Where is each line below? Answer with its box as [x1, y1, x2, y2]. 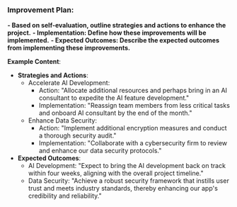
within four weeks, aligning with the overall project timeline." [28, 169, 204, 178]
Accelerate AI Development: [28, 79, 110, 87]
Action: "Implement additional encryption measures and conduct [38, 124, 228, 133]
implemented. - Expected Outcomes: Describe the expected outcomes [7, 36, 219, 45]
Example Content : [7, 57, 62, 66]
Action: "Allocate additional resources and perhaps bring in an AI [38, 86, 228, 95]
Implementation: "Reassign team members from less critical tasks [38, 101, 230, 110]
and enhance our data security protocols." [38, 147, 162, 155]
